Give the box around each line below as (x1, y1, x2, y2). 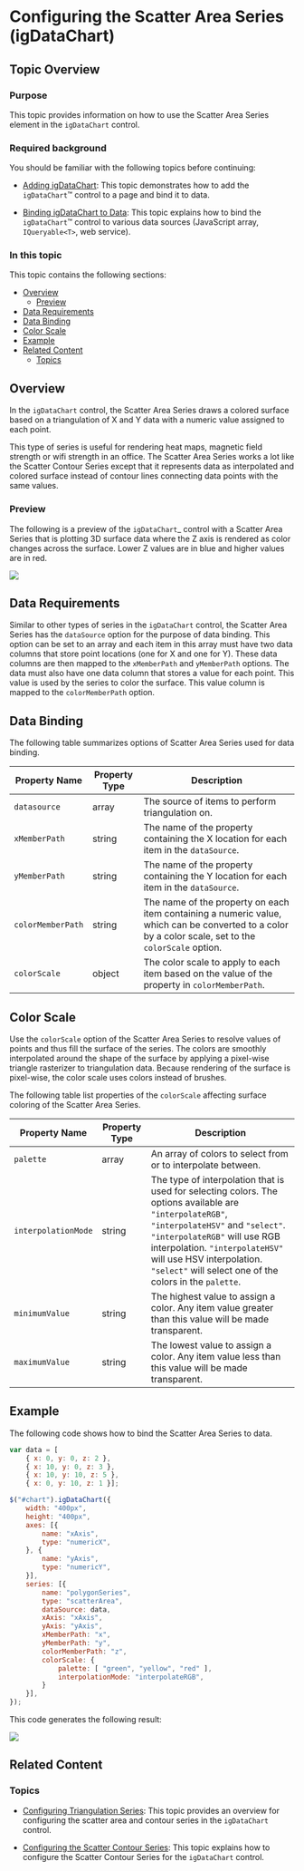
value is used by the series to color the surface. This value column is (9, 677, 265, 688)
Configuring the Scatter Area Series (9, 6, 285, 27)
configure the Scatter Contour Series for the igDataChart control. (22, 1851, 265, 1862)
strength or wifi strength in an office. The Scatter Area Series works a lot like (9, 451, 295, 462)
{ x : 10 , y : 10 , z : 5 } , (25, 1470, 119, 1479)
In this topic (9, 249, 62, 262)
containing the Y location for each (143, 870, 288, 883)
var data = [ (9, 1445, 59, 1454)
